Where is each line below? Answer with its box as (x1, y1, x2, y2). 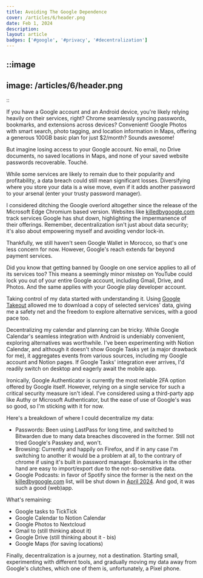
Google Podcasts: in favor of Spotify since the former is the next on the (15, 472, 193, 479)
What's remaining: (6, 496, 52, 503)
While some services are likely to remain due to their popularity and (6, 171, 175, 178)
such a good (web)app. (15, 484, 74, 492)
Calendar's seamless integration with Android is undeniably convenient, (6, 332, 185, 340)
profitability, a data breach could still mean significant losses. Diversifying (6, 177, 190, 184)
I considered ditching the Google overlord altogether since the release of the (6, 202, 198, 209)
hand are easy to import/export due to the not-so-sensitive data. (15, 465, 176, 472)
